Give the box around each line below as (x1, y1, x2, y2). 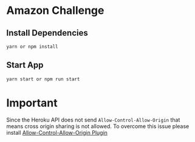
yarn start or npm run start (6, 76, 80, 82)
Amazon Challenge (6, 4, 104, 18)
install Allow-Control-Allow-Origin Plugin (6, 129, 108, 136)
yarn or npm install (6, 44, 59, 50)
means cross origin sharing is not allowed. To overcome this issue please (6, 122, 190, 130)
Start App (6, 60, 44, 70)
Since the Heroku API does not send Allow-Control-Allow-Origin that (6, 116, 180, 123)
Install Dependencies (6, 28, 88, 38)
